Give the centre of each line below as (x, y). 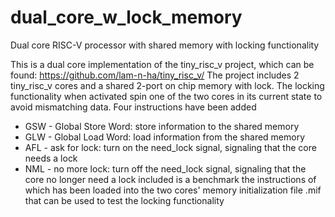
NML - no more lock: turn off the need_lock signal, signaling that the (165, 168)
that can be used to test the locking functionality (124, 200)
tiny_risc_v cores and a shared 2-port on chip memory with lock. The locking (167, 85)
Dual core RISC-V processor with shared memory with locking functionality (165, 45)
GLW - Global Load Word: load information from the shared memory (165, 137)
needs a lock (51, 158)
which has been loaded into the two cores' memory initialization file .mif (173, 190)
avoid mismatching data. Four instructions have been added (133, 107)
